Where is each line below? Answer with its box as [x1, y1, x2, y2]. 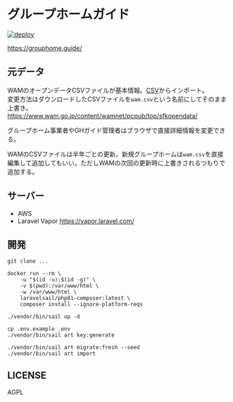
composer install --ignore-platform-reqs [20, 301, 143, 308]
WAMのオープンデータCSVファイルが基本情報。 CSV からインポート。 [7, 86, 208, 94]
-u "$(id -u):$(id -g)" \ [20, 276, 96, 284]
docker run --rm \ [7, 270, 61, 277]
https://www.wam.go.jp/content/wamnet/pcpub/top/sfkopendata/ [7, 111, 199, 120]
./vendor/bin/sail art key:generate [7, 332, 115, 339]
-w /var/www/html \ [20, 289, 77, 296]
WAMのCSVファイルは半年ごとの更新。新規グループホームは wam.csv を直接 [7, 149, 224, 158]
